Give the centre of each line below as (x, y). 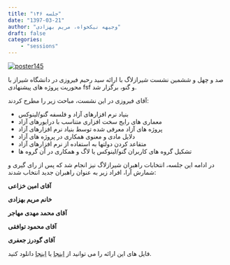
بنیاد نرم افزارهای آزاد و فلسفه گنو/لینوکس (73, 114)
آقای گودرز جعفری (31, 240)
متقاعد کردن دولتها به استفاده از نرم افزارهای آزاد (82, 144)
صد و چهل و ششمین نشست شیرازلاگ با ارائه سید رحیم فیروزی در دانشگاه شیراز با (116, 80)
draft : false (27, 33)
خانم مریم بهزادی (30, 199)
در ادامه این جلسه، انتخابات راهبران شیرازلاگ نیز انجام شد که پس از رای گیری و (112, 165)
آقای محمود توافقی (32, 227)
